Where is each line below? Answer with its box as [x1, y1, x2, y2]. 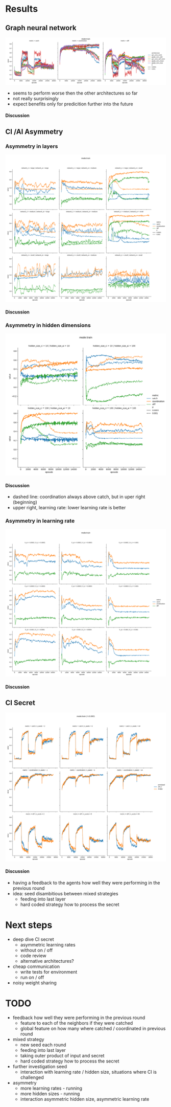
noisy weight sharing [12, 980, 57, 986]
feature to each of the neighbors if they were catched [20, 1020, 133, 1026]
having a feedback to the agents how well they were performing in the [12, 879, 160, 886]
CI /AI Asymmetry [5, 127, 63, 136]
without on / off [20, 947, 53, 953]
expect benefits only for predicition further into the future [12, 101, 134, 107]
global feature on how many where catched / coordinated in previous [20, 1025, 166, 1031]
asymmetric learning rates [20, 941, 76, 947]
